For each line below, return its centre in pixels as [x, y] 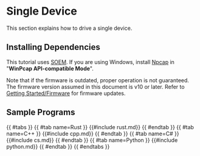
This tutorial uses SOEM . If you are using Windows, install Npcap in [91, 62]
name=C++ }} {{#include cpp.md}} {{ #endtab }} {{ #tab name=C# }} [93, 133]
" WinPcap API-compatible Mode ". [50, 68]
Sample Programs [41, 112]
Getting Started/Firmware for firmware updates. [66, 93]
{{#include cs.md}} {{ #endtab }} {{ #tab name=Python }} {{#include [92, 140]
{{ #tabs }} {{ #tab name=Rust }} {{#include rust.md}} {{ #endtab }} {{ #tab [100, 127]
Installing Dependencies [53, 47]
